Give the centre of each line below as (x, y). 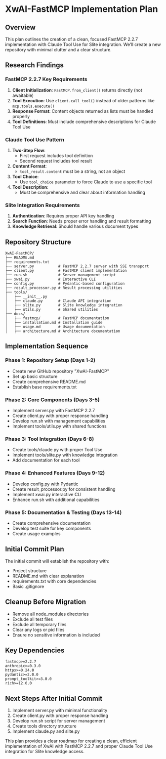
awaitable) (23, 95)
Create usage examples (36, 533)
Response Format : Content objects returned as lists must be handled (83, 111)
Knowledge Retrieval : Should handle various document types (75, 226)
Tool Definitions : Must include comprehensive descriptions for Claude (84, 122)
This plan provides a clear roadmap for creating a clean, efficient (71, 741)
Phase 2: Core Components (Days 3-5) (52, 400)
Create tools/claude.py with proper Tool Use (57, 450)
